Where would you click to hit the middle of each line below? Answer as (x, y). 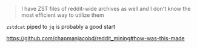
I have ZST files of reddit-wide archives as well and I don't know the (106, 9)
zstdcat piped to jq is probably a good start (61, 27)
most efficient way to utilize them (62, 15)
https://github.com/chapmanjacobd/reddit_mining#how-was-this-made (95, 38)
